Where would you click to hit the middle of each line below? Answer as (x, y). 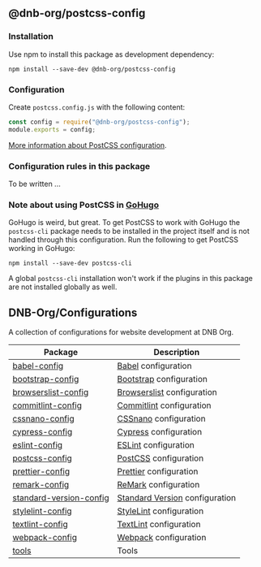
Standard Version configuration (177, 498)
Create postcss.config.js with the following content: (97, 107)
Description (177, 353)
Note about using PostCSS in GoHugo (84, 205)
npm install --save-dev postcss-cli (70, 263)
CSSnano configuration (161, 419)
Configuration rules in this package (79, 166)
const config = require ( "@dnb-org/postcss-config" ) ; (99, 122)
